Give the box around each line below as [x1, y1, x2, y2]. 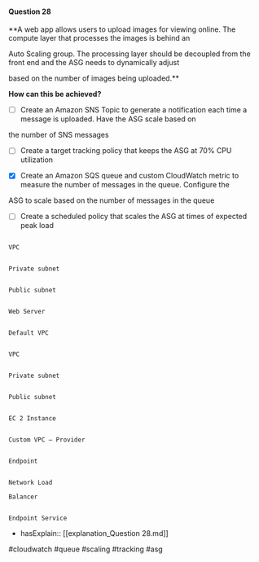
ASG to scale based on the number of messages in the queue [8, 195, 215, 205]
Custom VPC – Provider [8, 436, 86, 444]
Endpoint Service [8, 514, 68, 523]
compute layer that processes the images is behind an [8, 33, 191, 43]
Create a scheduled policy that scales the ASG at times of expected [20, 212, 248, 222]
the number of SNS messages [8, 130, 109, 140]
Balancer [8, 493, 38, 501]
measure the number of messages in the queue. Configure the [20, 180, 230, 190]
